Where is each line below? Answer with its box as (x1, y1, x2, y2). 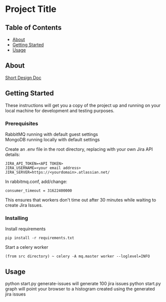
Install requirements (5, 226, 46, 232)
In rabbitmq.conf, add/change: (5, 178, 68, 185)
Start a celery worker (5, 244, 49, 250)
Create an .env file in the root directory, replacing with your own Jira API (5, 146, 153, 152)
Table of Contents (5, 23, 62, 32)
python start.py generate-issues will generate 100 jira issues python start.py (5, 281, 161, 287)
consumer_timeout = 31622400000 (5, 188, 72, 193)
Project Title (5, 3, 57, 15)
